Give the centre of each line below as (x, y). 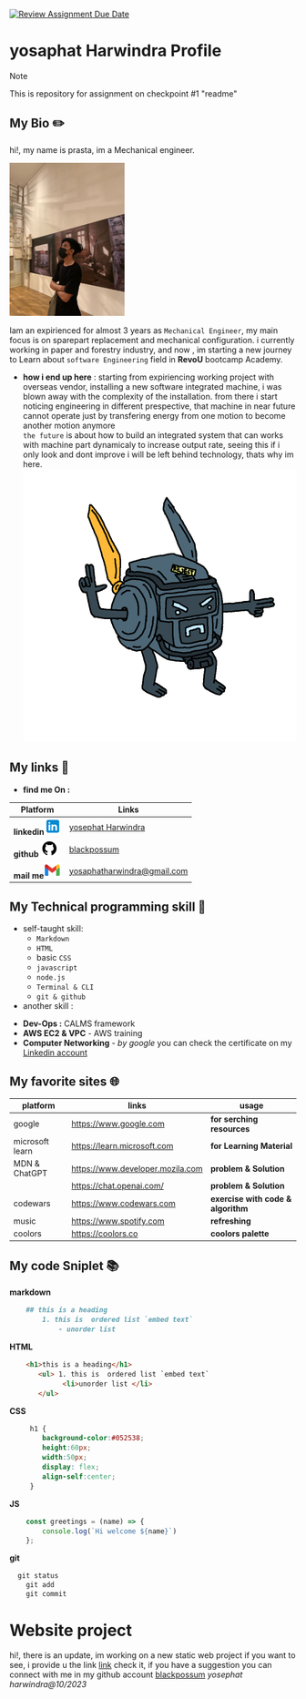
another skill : (48, 1006)
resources (230, 1128)
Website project (71, 1630)
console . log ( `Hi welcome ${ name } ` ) (110, 1531)
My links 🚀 (40, 768)
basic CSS (54, 958)
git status (38, 1576)
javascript (57, 968)
